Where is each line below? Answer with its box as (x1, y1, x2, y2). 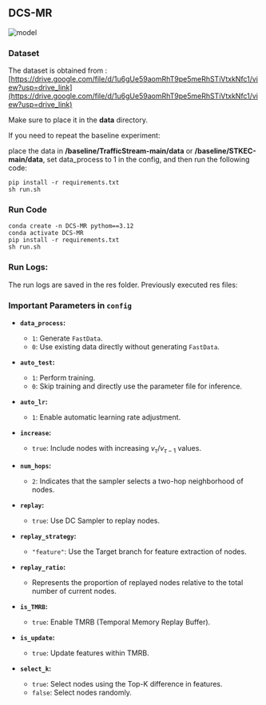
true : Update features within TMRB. (31, 647, 149, 658)
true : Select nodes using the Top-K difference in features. (31, 679, 223, 688)
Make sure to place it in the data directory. (8, 115, 148, 125)
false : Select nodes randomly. (31, 687, 132, 697)
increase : (19, 428, 52, 437)
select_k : (19, 663, 52, 673)
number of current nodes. (31, 586, 117, 595)
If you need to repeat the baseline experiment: (8, 131, 161, 141)
